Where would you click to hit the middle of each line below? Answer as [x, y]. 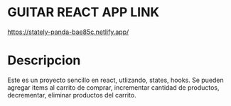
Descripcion [44, 60]
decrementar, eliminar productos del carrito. [72, 95]
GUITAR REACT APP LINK [84, 12]
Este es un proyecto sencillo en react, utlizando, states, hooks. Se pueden [116, 80]
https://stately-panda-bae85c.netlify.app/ [68, 32]
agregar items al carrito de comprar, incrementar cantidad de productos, [113, 87]
